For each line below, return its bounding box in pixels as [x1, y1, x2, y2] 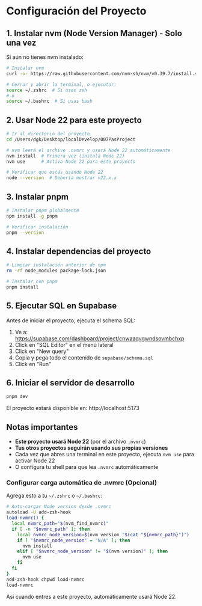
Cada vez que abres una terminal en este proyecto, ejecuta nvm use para [14, 451, 194, 458]
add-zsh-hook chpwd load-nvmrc [6, 576, 85, 583]
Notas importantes [6, 422, 78, 432]
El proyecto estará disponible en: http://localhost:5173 [6, 405, 139, 412]
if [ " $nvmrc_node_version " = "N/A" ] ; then [17, 537, 130, 543]
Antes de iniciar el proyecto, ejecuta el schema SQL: [6, 317, 136, 324]
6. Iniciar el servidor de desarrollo [6, 378, 135, 388]
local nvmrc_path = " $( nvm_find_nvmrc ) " [11, 521, 109, 527]
